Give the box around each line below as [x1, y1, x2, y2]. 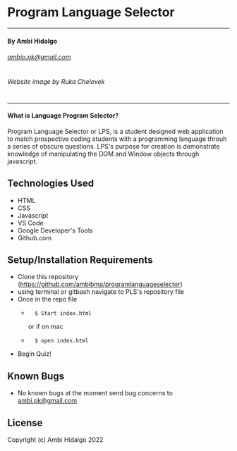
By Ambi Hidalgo [7, 37, 58, 45]
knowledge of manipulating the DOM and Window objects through [7, 149, 200, 158]
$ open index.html [34, 338, 89, 345]
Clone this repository [17, 273, 79, 281]
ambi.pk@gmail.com [17, 396, 78, 405]
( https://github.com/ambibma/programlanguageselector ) [17, 280, 183, 289]
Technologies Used [7, 178, 94, 190]
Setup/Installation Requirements [7, 254, 153, 266]
